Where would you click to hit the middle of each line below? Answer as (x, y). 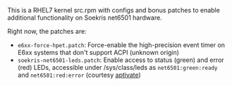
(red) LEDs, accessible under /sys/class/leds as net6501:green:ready (117, 67)
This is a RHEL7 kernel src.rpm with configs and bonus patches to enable (114, 10)
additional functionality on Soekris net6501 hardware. (85, 18)
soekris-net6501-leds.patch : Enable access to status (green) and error (121, 60)
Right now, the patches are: (47, 31)
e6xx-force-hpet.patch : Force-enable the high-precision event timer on (121, 45)
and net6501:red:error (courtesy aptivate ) (79, 75)
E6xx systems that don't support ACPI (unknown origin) (98, 53)
